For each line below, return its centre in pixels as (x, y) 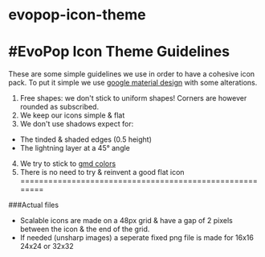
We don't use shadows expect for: (77, 124)
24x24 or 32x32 (47, 247)
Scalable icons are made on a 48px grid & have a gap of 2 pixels (126, 221)
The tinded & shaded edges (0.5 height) (86, 139)
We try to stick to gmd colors (68, 164)
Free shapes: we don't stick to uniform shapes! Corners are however (133, 98)
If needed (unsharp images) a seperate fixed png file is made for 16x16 (137, 238)
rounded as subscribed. (59, 107)
